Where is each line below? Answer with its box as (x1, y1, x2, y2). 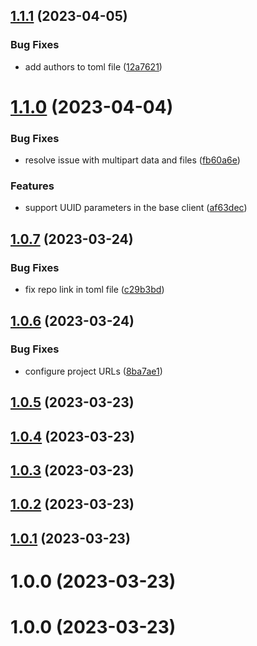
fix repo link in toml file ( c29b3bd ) (24, 284, 165, 296)
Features (10, 179, 55, 193)
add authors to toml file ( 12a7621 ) (24, 60, 163, 73)
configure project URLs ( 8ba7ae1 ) (24, 365, 163, 377)
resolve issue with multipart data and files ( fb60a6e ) (24, 154, 241, 166)
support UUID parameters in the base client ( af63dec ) (24, 202, 248, 214)
